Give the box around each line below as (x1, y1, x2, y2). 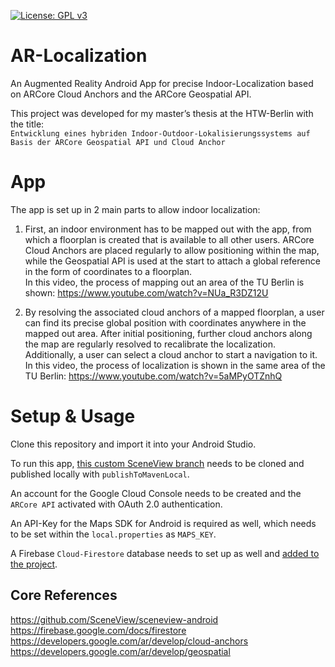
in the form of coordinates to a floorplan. (24, 265, 193, 277)
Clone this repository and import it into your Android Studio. (10, 438, 257, 450)
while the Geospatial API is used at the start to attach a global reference (24, 255, 321, 267)
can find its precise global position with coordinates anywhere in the (24, 316, 307, 329)
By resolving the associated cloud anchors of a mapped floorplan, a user (24, 306, 325, 318)
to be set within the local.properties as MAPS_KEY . (10, 528, 217, 540)
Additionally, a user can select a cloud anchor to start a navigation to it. (24, 348, 318, 360)
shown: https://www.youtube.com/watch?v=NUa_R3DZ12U (24, 286, 269, 299)
